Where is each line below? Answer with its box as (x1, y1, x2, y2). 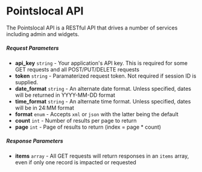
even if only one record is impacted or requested (14, 158, 137, 166)
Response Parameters (6, 137, 63, 144)
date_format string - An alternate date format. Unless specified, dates (14, 85, 192, 92)
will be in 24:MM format (14, 104, 74, 111)
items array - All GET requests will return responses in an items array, (14, 152, 189, 159)
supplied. (14, 78, 39, 85)
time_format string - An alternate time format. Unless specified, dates (14, 97, 191, 105)
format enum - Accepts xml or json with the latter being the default (14, 110, 179, 118)
